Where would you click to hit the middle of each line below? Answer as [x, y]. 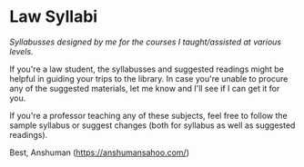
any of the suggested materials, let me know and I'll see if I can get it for [145, 88]
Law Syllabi [54, 17]
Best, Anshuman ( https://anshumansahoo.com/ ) [99, 152]
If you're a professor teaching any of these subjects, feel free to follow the [149, 115]
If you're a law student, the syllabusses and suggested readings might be [147, 69]
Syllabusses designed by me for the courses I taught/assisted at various [146, 42]
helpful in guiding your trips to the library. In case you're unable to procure [149, 78]
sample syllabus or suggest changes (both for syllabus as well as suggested [152, 125]
